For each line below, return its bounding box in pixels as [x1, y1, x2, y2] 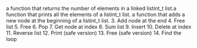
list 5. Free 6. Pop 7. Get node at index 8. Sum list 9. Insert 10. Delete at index [6, 23, 192, 30]
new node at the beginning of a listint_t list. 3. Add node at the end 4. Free [6, 17, 185, 24]
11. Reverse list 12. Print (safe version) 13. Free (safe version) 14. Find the [6, 29, 182, 36]
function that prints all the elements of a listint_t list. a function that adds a [6, 11, 185, 18]
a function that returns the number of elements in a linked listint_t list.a [6, 5, 176, 12]
